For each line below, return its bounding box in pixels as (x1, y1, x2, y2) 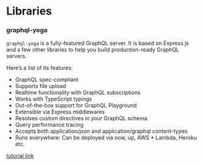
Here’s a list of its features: (6, 64, 73, 72)
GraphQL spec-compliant (15, 76, 79, 83)
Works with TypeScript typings (15, 95, 92, 103)
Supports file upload (15, 82, 67, 90)
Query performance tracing (15, 121, 84, 129)
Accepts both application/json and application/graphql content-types (15, 127, 188, 135)
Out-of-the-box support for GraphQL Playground (15, 102, 138, 109)
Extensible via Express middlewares (15, 108, 105, 116)
